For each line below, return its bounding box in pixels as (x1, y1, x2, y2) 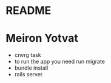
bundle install (14, 64, 49, 71)
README (5, 4, 52, 18)
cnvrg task (14, 51, 41, 59)
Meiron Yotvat (5, 32, 78, 45)
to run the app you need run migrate (14, 58, 106, 65)
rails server (14, 71, 43, 78)
